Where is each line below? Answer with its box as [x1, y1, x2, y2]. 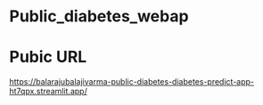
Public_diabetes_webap [9, 6, 189, 27]
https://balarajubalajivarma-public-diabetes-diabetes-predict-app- [9, 77, 255, 87]
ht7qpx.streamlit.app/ [9, 86, 87, 97]
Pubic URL [9, 47, 87, 68]
